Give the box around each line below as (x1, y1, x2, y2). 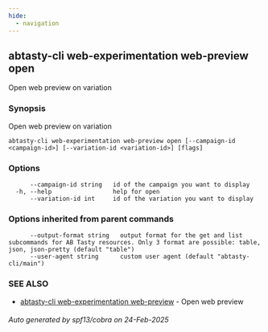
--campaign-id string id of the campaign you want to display (29, 180, 250, 189)
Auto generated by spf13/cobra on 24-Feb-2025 (8, 315, 169, 325)
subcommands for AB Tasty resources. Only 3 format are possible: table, (8, 239, 262, 247)
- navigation (15, 19, 60, 27)
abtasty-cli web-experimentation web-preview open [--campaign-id (8, 137, 236, 145)
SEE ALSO (8, 278, 49, 289)
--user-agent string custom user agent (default (29, 252, 215, 261)
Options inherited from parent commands (8, 213, 175, 224)
